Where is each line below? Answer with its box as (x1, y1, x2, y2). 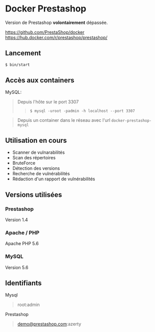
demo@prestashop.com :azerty (17, 321, 81, 327)
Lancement (5, 49, 41, 57)
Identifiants (5, 279, 42, 287)
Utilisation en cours (5, 136, 67, 145)
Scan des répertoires (12, 155, 56, 161)
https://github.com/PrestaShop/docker (5, 29, 85, 35)
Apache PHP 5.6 (5, 241, 39, 247)
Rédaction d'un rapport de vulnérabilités (12, 176, 96, 182)
